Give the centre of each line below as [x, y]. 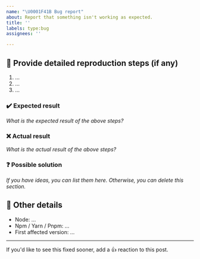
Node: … [25, 219]
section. [16, 186]
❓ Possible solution [34, 165]
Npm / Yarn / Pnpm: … [42, 226]
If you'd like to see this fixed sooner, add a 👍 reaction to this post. [87, 249]
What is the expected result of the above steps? [65, 121]
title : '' [18, 23]
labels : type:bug [28, 28]
